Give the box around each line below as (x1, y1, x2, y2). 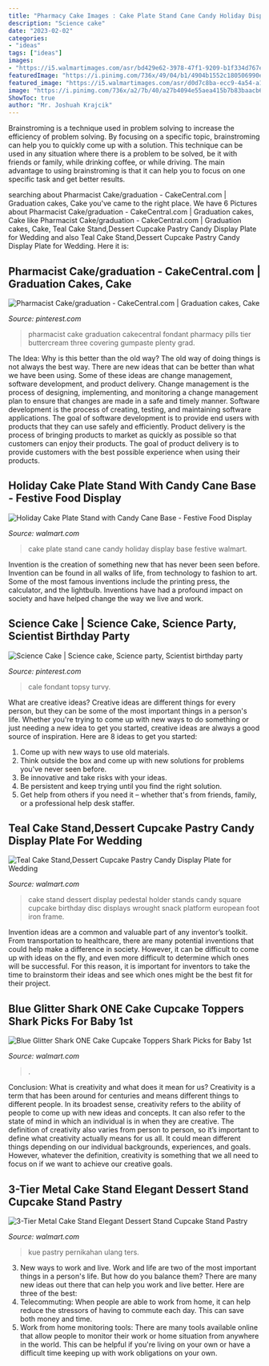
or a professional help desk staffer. (19, 798, 135, 807)
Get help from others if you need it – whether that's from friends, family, (19, 790, 258, 799)
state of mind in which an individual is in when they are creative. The (8, 1116, 235, 1126)
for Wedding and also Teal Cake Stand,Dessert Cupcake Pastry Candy (8, 233, 240, 242)
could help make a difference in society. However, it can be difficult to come (8, 945, 259, 954)
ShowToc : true (8, 94, 56, 102)
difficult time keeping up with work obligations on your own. (19, 1348, 218, 1357)
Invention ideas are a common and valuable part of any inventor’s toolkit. (8, 928, 248, 937)
